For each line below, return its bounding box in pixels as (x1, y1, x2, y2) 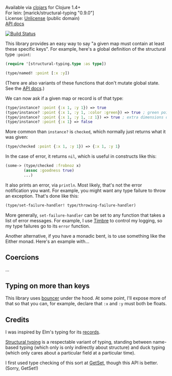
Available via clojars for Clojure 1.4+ (5, 5, 81, 10)
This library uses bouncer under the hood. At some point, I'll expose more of (5, 295, 166, 301)
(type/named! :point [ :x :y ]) (5, 70, 70, 76)
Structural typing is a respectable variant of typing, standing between (5, 339, 152, 345)
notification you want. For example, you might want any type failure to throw (5, 187, 166, 194)
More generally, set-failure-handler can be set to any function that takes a (5, 212, 165, 218)
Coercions (5, 253, 39, 262)
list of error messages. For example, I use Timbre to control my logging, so (5, 217, 163, 223)
